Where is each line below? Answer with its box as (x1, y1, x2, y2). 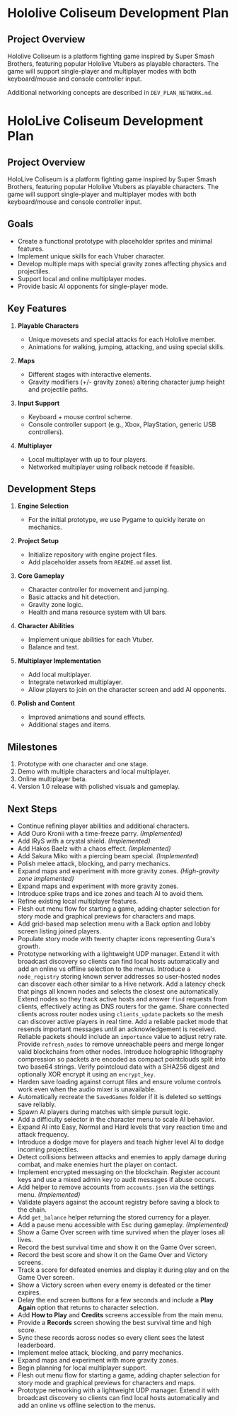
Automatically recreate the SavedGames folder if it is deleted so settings (17, 1093, 221, 1101)
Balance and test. (28, 643, 79, 652)
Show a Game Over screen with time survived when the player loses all (17, 1228, 225, 1237)
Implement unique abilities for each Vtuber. (28, 635, 154, 644)
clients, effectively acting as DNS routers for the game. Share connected (17, 1002, 229, 1011)
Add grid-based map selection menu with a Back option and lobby (17, 919, 211, 928)
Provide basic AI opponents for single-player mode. (17, 282, 168, 290)
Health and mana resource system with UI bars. (28, 608, 168, 617)
